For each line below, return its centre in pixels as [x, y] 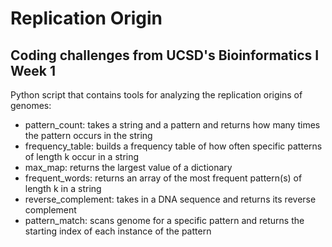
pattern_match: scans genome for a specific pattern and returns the [164, 220]
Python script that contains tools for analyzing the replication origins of [156, 95]
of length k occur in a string [82, 156]
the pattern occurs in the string [88, 135]
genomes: [31, 105]
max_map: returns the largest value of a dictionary [128, 167]
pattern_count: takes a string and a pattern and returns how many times [172, 125]
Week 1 [33, 70]
